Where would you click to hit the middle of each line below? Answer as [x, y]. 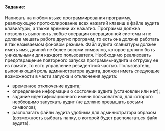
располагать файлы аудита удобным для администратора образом [84, 113]
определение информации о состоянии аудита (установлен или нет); [86, 91]
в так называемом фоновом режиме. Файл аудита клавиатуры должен [81, 44]
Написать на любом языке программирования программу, [68, 18]
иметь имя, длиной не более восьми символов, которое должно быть [80, 50]
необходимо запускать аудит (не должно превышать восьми [78, 102]
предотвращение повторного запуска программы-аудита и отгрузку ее [82, 60]
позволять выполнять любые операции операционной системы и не [78, 34]
